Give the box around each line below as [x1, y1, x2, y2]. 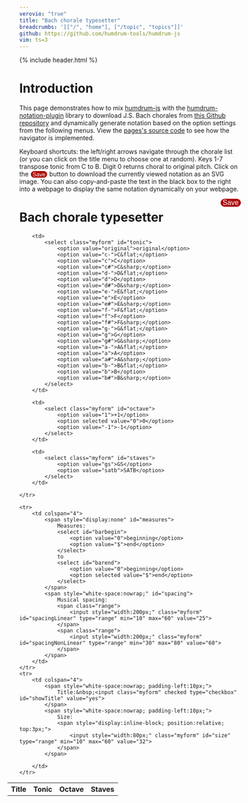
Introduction [19, 80, 94, 97]
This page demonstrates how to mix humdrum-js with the [19, 104, 186, 113]
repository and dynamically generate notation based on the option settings [19, 119, 236, 127]
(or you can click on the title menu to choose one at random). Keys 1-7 [19, 155, 223, 163]
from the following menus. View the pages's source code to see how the [19, 126, 230, 135]
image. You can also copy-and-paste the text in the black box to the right [19, 178, 232, 186]
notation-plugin [19, 111, 64, 120]
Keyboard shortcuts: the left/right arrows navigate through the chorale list [19, 147, 233, 156]
